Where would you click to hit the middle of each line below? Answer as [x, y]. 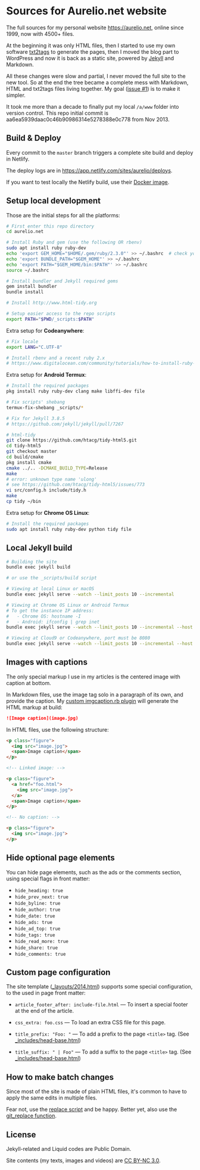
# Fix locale [22, 342]
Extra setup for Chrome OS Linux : [48, 512]
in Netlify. [18, 159]
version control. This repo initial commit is [57, 113]
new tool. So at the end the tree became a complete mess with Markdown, [97, 82]
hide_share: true [36, 948]
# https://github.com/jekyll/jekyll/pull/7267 [65, 424]
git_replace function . [31, 1116]
